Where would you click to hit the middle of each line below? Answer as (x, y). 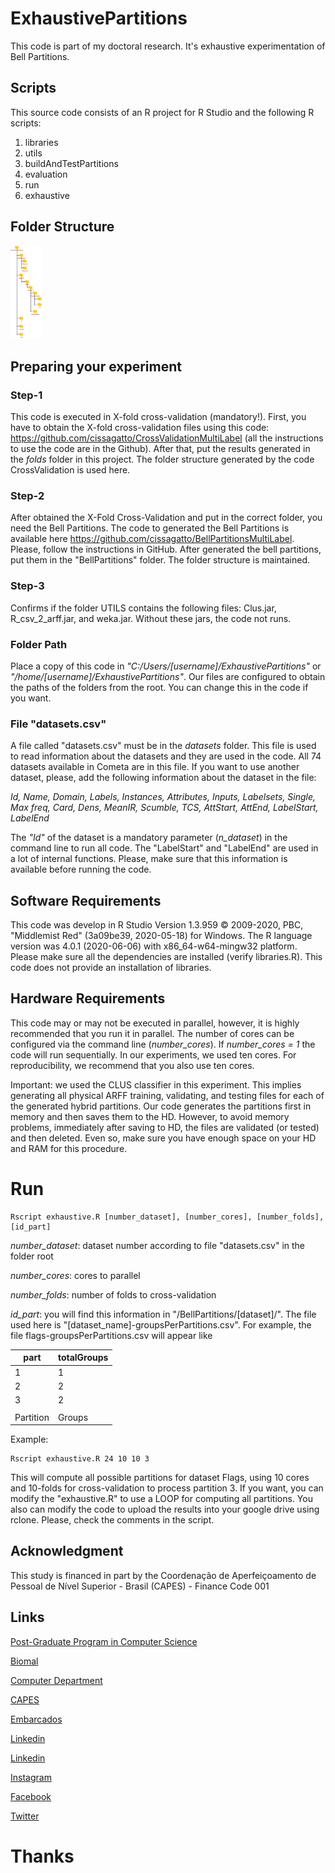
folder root (32, 1256)
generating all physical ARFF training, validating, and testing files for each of (167, 1095)
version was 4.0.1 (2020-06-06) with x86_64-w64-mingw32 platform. (154, 946)
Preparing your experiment (96, 366)
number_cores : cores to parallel (75, 1275)
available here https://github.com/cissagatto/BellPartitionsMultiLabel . (152, 539)
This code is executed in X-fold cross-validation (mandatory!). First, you (158, 417)
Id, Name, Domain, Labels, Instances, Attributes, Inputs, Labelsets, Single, (163, 797)
